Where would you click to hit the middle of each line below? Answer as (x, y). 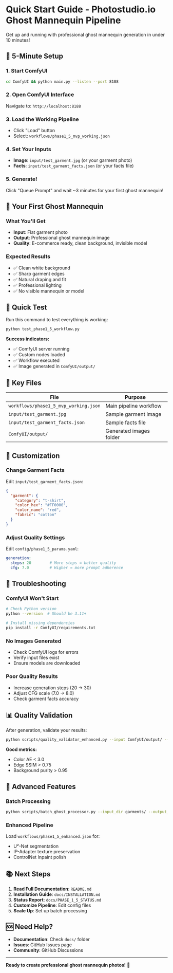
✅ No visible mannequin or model (49, 291)
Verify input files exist (36, 658)
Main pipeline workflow (133, 406)
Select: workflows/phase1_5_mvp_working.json (61, 136)
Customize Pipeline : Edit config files (52, 905)
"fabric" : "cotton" (36, 515)
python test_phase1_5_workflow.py (43, 329)
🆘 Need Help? (30, 927)
